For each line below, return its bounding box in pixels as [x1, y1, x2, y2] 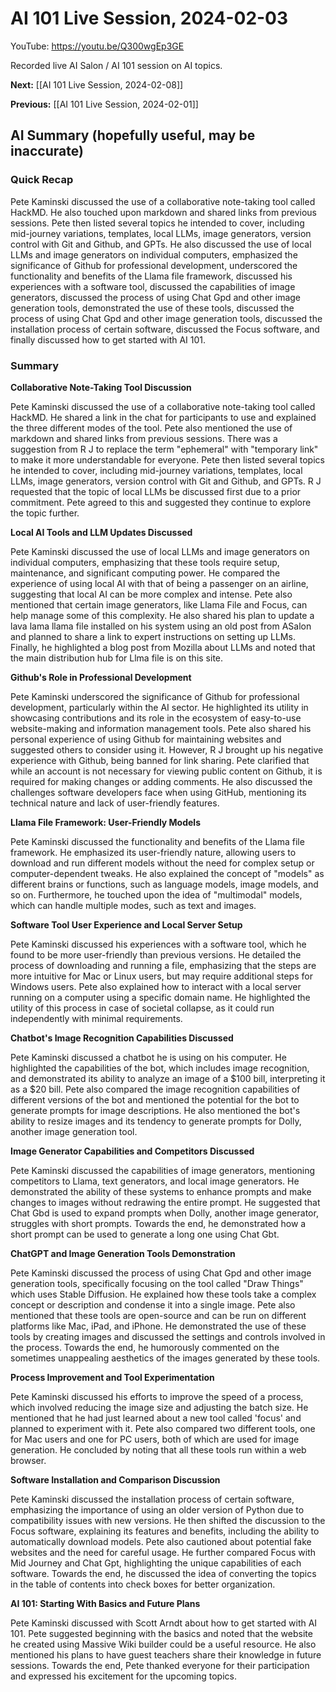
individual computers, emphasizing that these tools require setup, [10, 556, 280, 568]
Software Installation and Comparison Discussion [10, 1473, 221, 1486]
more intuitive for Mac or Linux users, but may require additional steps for [10, 970, 313, 982]
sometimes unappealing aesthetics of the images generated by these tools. [10, 1352, 321, 1364]
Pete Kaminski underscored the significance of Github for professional [10, 690, 300, 702]
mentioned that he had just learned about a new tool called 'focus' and [10, 1412, 302, 1424]
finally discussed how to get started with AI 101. [10, 333, 207, 346]
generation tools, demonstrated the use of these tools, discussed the [10, 302, 295, 314]
